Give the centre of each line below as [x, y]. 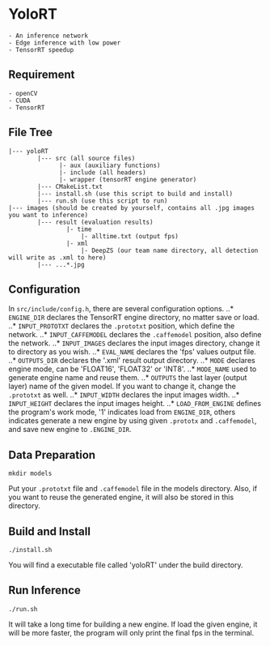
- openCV [23, 93]
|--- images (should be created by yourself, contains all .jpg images [131, 207]
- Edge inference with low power [65, 43]
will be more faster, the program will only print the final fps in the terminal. [131, 632]
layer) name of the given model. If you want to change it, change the [122, 387]
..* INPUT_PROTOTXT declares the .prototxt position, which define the [122, 326]
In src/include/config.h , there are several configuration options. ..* [121, 309]
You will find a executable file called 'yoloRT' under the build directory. [126, 565]
